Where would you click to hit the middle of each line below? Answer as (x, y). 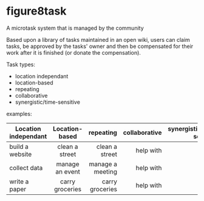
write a (19, 182)
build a (19, 146)
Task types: (21, 64)
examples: (19, 114)
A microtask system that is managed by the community (75, 28)
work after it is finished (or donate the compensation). (74, 52)
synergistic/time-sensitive (48, 102)
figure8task (36, 11)
